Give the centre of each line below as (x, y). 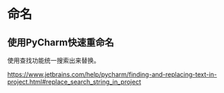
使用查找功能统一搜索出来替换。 (54, 60)
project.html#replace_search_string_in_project (74, 82)
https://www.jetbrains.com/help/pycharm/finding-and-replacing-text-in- (112, 74)
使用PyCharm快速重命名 (61, 42)
